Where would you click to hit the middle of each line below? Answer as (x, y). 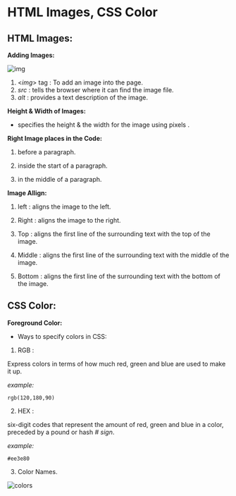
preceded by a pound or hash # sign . (61, 432)
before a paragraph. (46, 152)
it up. (15, 371)
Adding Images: (31, 55)
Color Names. (37, 471)
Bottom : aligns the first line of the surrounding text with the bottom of (119, 276)
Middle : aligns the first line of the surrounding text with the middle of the (123, 255)
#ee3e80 (19, 459)
